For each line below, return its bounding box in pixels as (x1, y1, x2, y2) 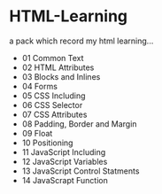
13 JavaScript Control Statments (21, 166, 140, 176)
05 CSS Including (21, 90, 86, 101)
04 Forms (21, 81, 58, 91)
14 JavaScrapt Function (21, 175, 108, 185)
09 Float (21, 128, 53, 138)
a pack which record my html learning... (9, 35, 154, 46)
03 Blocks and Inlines (21, 71, 101, 81)
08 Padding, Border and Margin (21, 118, 137, 129)
